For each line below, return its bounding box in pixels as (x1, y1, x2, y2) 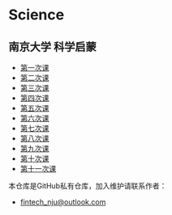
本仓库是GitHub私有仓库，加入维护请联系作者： (8, 181, 167, 191)
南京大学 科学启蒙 (8, 40, 97, 53)
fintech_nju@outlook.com (19, 197, 106, 207)
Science (8, 6, 65, 24)
